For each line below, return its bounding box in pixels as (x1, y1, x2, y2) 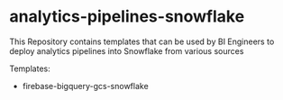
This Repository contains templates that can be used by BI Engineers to (9, 36, 275, 47)
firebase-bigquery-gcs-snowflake (22, 80, 149, 91)
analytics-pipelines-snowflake (9, 6, 245, 27)
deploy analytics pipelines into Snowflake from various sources (9, 45, 244, 56)
